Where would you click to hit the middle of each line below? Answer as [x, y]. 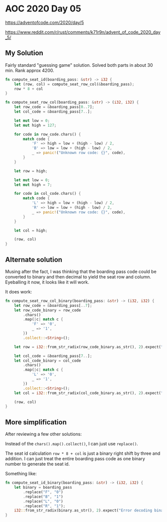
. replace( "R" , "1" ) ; [44, 506]
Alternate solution [34, 260]
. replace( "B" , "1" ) [43, 497]
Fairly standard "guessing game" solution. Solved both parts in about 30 [79, 65]
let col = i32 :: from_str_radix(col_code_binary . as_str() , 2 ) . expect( [88, 393]
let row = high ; [31, 171]
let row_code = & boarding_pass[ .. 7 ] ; [53, 305]
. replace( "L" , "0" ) [43, 501]
